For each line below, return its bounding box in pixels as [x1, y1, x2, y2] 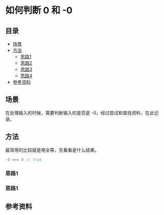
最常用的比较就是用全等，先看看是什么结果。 [5, 147, 99, 153]
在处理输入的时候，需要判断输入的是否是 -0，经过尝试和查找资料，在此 [5, 110, 154, 116]
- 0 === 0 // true [5, 157, 42, 162]
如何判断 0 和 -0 [5, 5, 73, 16]
